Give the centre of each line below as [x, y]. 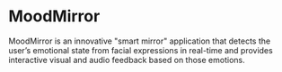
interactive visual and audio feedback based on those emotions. [127, 60]
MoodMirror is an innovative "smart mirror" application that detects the [140, 41]
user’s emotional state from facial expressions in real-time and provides [141, 50]
